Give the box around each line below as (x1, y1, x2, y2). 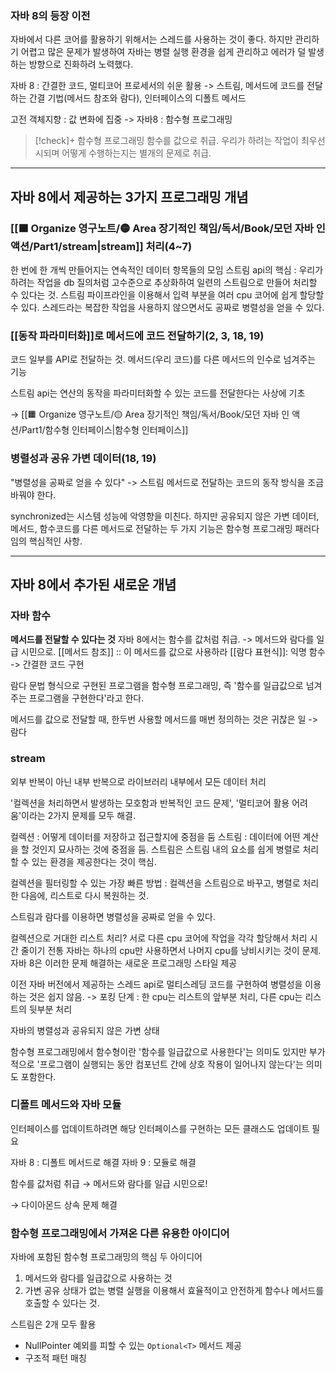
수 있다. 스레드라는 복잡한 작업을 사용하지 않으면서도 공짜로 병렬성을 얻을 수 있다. (10, 301, 325, 313)
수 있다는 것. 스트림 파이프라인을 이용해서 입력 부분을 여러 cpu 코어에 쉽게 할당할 (10, 288, 325, 301)
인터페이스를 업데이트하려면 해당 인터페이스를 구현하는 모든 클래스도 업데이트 (10, 1122, 310, 1134)
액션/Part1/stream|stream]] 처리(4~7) (10, 239, 193, 253)
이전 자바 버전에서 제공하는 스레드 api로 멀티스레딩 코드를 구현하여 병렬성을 (10, 978, 303, 990)
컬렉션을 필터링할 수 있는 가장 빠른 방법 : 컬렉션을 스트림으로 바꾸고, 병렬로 (10, 877, 301, 889)
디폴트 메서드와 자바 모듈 (10, 1098, 122, 1112)
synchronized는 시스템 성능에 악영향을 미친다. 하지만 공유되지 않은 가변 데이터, (10, 510, 320, 522)
